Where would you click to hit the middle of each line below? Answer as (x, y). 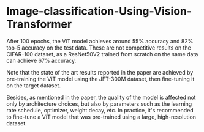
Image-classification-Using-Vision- (99, 11)
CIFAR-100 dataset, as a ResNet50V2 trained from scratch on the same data (102, 54)
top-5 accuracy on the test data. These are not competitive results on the (99, 48)
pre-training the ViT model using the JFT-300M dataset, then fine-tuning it (100, 79)
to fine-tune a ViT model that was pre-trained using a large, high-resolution (101, 117)
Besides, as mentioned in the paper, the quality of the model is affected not (101, 97)
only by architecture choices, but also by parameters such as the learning (99, 104)
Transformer (39, 24)
